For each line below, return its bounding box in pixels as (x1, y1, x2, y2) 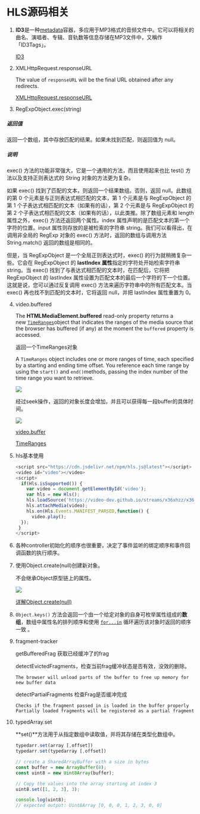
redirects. (15, 82, 39, 89)
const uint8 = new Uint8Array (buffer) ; (15, 770, 115, 776)
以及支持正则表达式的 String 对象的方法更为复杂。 (11, 174, 135, 181)
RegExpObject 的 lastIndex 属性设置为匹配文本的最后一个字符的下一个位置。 (7, 274, 193, 281)
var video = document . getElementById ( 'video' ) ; (26, 486, 146, 492)
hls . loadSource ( (26, 497, 67, 503)
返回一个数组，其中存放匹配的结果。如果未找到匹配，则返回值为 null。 (7, 136, 179, 143)
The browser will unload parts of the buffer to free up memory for (15, 675, 189, 681)
